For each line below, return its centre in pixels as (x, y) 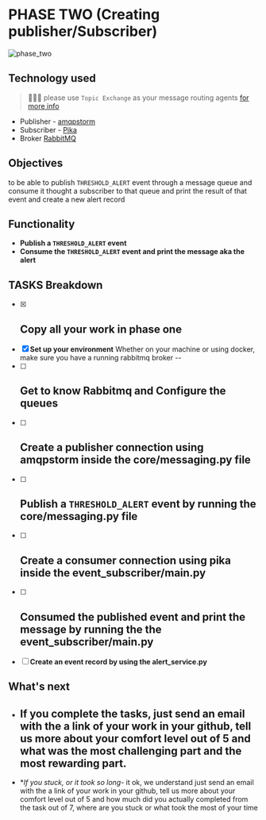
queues (39, 404)
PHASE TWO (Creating (84, 15)
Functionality (42, 224)
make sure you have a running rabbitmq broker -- (100, 358)
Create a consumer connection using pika (125, 560)
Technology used (52, 78)
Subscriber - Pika (48, 129)
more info (43, 106)
